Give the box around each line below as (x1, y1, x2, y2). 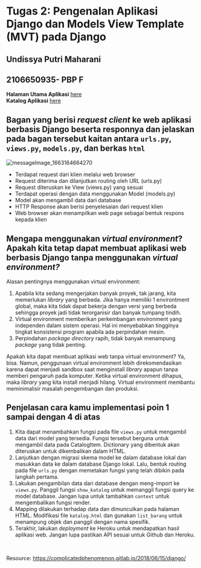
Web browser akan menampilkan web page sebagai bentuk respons (14, 210, 184, 217)
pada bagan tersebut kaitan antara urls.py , (6, 133, 172, 144)
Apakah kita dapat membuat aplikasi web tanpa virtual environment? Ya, (6, 353, 186, 360)
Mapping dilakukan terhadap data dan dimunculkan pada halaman (14, 505, 180, 512)
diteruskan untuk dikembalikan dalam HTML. (14, 447, 126, 455)
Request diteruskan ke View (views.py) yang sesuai (14, 183, 144, 191)
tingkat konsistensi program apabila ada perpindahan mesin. (14, 328, 165, 335)
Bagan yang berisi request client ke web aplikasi (6, 114, 191, 125)
